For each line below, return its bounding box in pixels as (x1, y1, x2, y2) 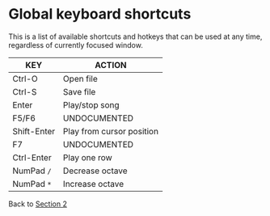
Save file (63, 86, 96, 97)
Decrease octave (63, 165, 128, 176)
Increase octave (63, 178, 124, 189)
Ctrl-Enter (12, 151, 52, 163)
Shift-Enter (12, 125, 56, 137)
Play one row (63, 151, 113, 163)
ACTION (94, 59, 127, 70)
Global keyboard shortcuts (8, 5, 192, 23)
